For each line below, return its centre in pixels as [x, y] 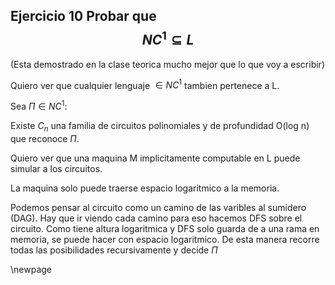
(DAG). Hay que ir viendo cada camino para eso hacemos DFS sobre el [156, 218]
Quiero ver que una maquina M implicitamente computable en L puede [155, 158]
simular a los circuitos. [56, 168]
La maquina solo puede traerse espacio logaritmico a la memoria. [145, 188]
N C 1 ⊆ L [168, 39]
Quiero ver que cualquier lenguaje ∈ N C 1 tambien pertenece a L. [145, 84]
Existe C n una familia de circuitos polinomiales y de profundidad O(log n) [160, 127]
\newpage [31, 269]
